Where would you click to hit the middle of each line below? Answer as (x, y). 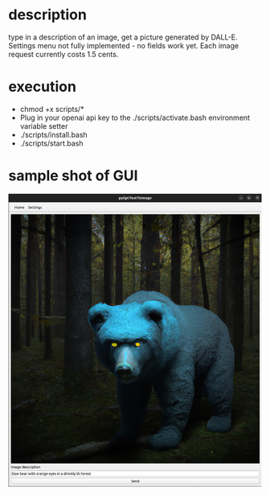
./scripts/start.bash (51, 143)
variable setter (44, 126)
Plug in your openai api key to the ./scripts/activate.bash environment (135, 118)
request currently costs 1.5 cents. (63, 54)
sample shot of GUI (73, 176)
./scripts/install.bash (54, 134)
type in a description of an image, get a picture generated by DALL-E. (123, 37)
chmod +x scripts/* (52, 109)
